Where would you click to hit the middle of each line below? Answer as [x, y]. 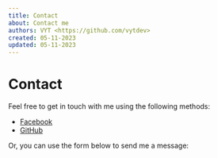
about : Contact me [38, 23]
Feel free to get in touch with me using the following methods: [109, 106]
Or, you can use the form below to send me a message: [98, 146]
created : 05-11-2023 [42, 38]
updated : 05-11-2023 [42, 45]
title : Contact [33, 15]
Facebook [36, 122]
